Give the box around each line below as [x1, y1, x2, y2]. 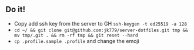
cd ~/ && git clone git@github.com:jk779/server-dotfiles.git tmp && [14, 27, 189, 33]
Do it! [5, 5, 26, 15]
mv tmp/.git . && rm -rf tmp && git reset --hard [14, 32, 139, 38]
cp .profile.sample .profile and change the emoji [14, 37, 139, 44]
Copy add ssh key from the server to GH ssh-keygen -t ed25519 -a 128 [14, 20, 188, 27]
